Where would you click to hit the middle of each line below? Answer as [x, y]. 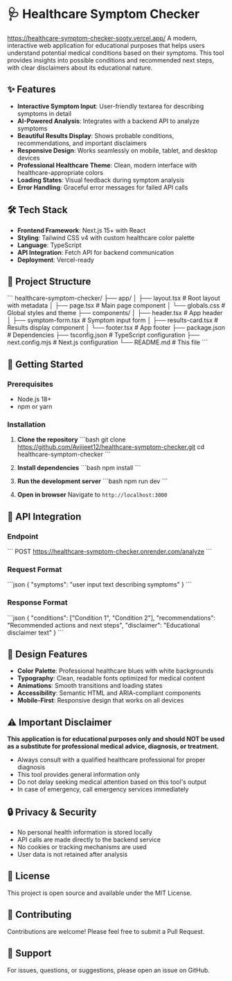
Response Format [37, 603]
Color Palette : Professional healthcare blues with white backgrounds [115, 671]
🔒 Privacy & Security [52, 812]
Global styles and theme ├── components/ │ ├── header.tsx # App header [115, 313]
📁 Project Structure [49, 282]
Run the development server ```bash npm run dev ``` [92, 481]
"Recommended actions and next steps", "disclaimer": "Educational [104, 625]
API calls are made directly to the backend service [89, 840]
